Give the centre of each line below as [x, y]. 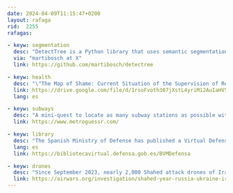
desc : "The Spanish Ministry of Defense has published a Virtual [110, 140]
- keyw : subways [31, 109]
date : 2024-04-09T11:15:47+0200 [54, 13]
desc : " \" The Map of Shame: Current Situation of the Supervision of [116, 84]
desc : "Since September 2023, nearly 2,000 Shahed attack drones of [114, 173]
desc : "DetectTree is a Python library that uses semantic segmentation [121, 52]
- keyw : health [29, 77]
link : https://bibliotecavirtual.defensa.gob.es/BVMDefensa [102, 154]
